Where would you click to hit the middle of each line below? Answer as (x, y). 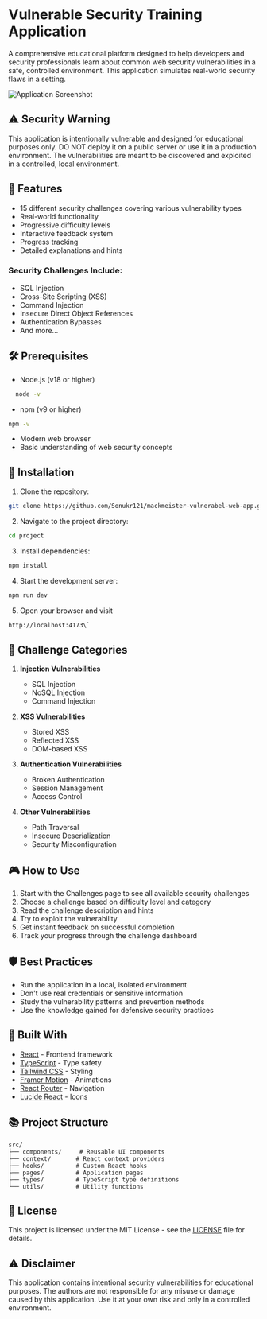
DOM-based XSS (60, 749)
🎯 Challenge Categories (68, 650)
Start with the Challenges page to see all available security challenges (134, 894)
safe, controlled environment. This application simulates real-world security (132, 70)
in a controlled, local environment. (64, 164)
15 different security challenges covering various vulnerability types (131, 208)
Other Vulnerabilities (55, 812)
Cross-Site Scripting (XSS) (63, 297)
